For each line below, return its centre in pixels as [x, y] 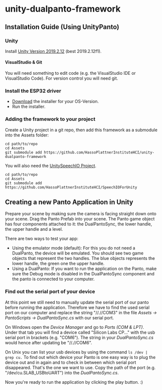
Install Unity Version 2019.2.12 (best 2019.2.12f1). [53, 51]
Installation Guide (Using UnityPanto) [62, 27]
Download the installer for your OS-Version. [55, 102]
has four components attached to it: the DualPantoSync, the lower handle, [79, 224]
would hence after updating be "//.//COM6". [49, 342]
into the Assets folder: [27, 135]
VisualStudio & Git [24, 62]
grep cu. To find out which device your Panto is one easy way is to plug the [80, 357]
